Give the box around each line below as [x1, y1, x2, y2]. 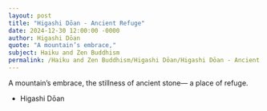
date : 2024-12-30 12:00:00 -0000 [8, 26, 120, 34]
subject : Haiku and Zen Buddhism [8, 49, 120, 57]
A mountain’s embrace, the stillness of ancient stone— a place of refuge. [8, 77, 249, 88]
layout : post [8, 11, 52, 20]
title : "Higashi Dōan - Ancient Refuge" [8, 19, 146, 27]
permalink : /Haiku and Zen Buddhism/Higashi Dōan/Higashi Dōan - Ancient [8, 57, 261, 65]
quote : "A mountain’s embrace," [8, 42, 116, 50]
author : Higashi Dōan [8, 34, 81, 42]
